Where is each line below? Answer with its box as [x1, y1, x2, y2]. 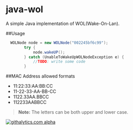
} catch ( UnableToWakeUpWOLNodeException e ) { [24, 55, 124, 60]
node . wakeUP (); [32, 49, 65, 55]
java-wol [6, 4, 44, 15]
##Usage [6, 30, 25, 36]
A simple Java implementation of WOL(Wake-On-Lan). [6, 20, 120, 27]
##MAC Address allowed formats [6, 73, 75, 80]
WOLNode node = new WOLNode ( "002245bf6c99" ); [10, 40, 109, 45]
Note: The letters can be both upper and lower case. [18, 109, 128, 115]
